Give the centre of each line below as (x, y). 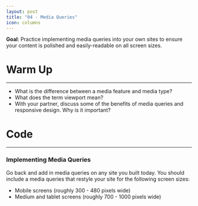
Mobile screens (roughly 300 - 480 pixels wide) (72, 190)
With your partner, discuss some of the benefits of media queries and (99, 104)
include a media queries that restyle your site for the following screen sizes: (98, 179)
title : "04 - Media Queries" (42, 17)
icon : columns (24, 22)
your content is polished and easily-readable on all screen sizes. (84, 45)
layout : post (22, 12)
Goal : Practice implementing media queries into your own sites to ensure (94, 40)
